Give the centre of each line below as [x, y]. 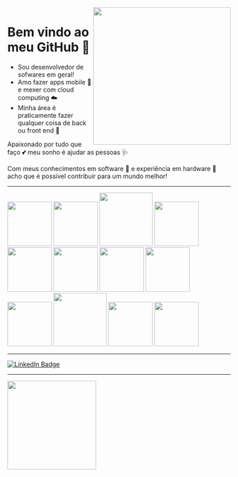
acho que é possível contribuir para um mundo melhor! [87, 176]
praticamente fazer [45, 115]
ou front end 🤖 [39, 130]
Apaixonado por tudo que [45, 144]
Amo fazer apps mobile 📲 [55, 82]
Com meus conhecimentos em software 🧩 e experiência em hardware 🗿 [112, 168]
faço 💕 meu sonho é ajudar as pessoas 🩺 [68, 152]
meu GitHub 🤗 [49, 47]
